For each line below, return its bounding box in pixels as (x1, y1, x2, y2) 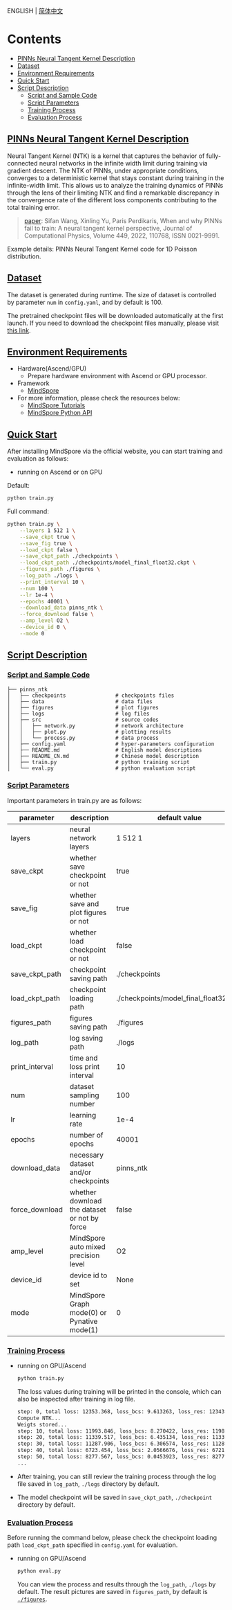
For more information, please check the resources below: (17, 394, 181, 402)
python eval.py (17, 1568, 61, 1575)
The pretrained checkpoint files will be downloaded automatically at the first (7, 311, 224, 319)
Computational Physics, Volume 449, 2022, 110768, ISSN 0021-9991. (23, 231, 220, 240)
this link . (7, 326, 31, 335)
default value (157, 813, 202, 822)
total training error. (7, 203, 60, 211)
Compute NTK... (17, 1415, 61, 1422)
